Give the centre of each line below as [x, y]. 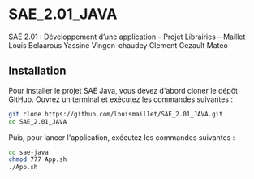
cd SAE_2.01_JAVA [38, 122]
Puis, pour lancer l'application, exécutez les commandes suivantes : [122, 137]
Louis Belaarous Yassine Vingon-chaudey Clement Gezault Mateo [118, 45]
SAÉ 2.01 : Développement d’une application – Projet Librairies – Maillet [127, 37]
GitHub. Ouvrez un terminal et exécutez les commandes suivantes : [121, 99]
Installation [37, 71]
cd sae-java [28, 152]
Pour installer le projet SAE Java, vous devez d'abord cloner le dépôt [123, 90]
